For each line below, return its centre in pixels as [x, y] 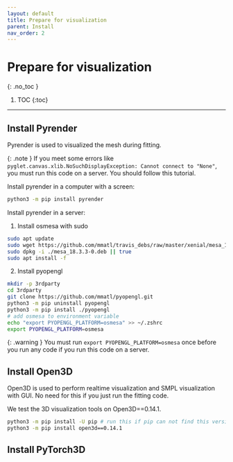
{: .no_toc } [23, 87]
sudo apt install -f [37, 258]
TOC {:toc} [33, 100]
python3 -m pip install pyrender [55, 199]
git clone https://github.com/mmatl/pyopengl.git [80, 297]
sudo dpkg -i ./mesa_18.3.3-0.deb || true [69, 251]
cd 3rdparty [24, 291]
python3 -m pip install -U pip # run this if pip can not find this [108, 422]
